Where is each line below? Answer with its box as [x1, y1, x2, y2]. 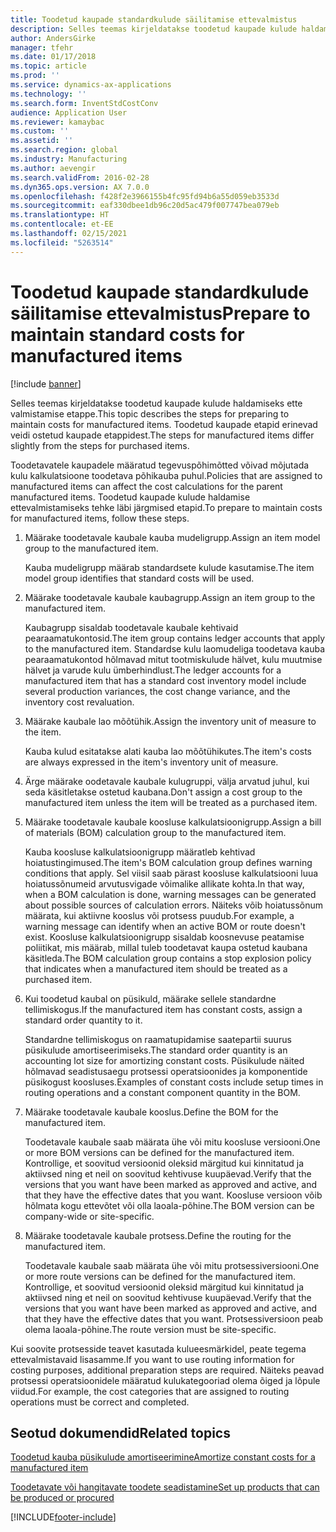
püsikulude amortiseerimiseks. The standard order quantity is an [24, 1044, 288, 1056]
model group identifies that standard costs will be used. [24, 572, 255, 584]
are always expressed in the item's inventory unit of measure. [24, 756, 279, 768]
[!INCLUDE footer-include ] [10, 1511, 117, 1523]
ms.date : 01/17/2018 [10, 52, 97, 62]
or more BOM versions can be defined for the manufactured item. [24, 1146, 295, 1158]
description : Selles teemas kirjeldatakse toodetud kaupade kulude [10, 24, 298, 34]
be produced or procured [10, 1492, 115, 1504]
